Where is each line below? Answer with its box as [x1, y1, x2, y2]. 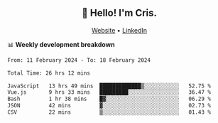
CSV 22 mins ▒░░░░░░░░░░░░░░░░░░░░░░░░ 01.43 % [7, 109, 212, 116]
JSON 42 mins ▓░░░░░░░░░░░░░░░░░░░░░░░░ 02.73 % [7, 102, 212, 109]
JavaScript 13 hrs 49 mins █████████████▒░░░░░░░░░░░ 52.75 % [7, 82, 212, 90]
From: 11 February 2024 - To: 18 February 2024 [7, 56, 151, 64]
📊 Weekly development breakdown [7, 40, 115, 48]
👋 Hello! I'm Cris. [81, 7, 158, 19]
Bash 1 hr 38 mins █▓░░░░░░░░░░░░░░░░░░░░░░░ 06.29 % [7, 95, 212, 103]
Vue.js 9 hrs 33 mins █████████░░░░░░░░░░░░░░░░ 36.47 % [7, 89, 212, 96]
